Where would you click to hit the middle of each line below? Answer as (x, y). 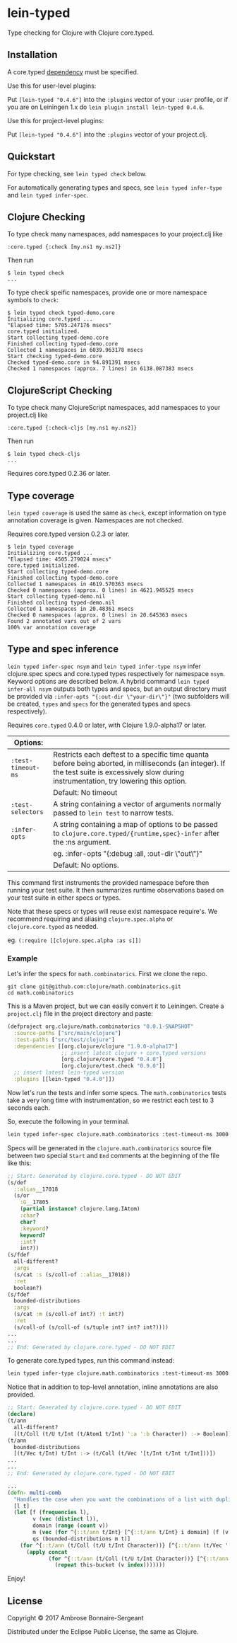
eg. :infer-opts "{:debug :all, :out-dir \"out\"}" (128, 853)
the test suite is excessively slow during (119, 772)
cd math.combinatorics (41, 993)
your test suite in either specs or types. (64, 898)
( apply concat (47, 1552)
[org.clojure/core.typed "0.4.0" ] (111, 1060)
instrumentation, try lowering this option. (120, 781)
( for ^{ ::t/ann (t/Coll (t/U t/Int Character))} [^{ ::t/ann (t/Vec (121, 1545)
